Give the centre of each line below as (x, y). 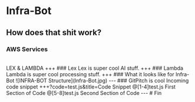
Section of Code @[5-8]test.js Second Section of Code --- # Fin (84, 93)
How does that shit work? (54, 33)
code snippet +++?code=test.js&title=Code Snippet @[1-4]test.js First (91, 87)
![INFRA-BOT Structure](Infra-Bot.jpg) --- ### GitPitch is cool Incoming (102, 80)
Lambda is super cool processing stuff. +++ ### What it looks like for (90, 74)
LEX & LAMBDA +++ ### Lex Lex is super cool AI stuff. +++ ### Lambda (95, 68)
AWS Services (27, 49)
